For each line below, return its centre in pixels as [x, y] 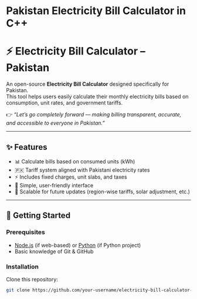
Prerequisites [26, 232]
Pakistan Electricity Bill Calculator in [96, 11]
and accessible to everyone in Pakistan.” [56, 123]
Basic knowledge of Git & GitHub [54, 251]
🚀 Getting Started [38, 216]
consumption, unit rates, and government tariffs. [64, 103]
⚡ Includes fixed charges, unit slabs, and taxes [71, 177]
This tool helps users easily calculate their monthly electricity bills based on [97, 97]
